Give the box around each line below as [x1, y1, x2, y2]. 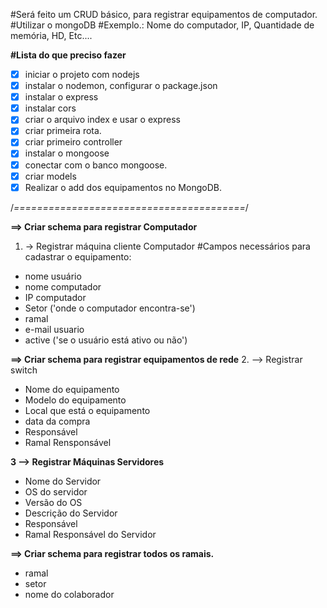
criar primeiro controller [24, 136, 123, 148]
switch [10, 364, 38, 376]
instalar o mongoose [24, 147, 110, 159]
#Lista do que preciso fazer [10, 49, 127, 61]
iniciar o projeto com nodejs [24, 69, 140, 80]
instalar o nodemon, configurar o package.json [24, 80, 218, 92]
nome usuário [24, 270, 82, 282]
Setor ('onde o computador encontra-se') [24, 302, 196, 314]
